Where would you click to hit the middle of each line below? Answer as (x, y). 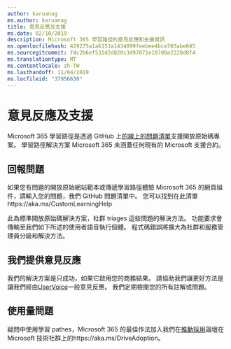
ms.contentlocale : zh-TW (43, 66)
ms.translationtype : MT (42, 59)
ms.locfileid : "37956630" (45, 79)
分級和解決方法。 (44, 236)
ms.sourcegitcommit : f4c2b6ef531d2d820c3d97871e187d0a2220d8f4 (101, 53)
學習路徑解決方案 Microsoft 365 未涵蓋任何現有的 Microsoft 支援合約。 (123, 145)
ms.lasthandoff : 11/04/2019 (48, 72)
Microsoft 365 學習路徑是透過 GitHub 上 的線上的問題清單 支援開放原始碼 (111, 136)
